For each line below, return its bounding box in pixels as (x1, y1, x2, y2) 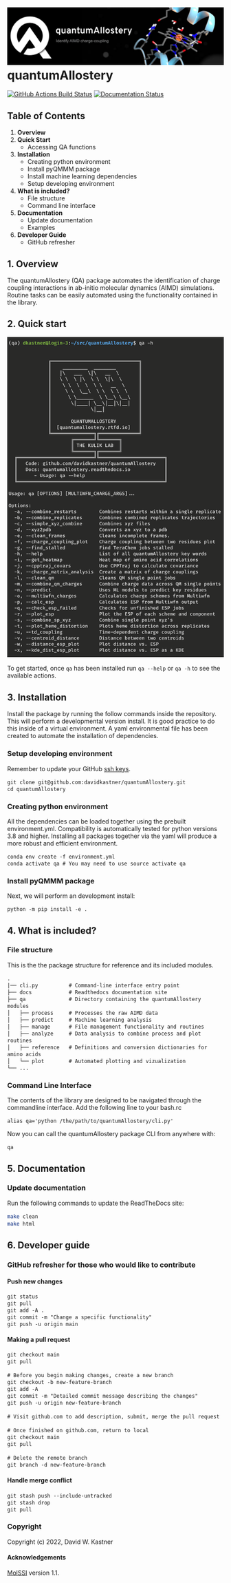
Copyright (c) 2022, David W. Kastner (7, 1538, 113, 1546)
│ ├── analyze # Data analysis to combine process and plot (7, 1030, 201, 1037)
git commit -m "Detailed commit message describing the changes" (7, 1393, 198, 1400)
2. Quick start (7, 318, 67, 330)
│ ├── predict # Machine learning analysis (7, 1016, 153, 1023)
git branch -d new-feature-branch (7, 1462, 107, 1469)
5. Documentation (7, 1162, 86, 1174)
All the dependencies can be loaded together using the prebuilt (7, 817, 186, 826)
